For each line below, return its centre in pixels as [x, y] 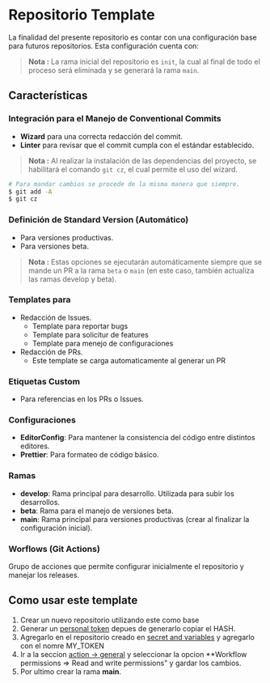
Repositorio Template [82, 15]
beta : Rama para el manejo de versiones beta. [97, 511]
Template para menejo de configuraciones [103, 343]
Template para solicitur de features [91, 334]
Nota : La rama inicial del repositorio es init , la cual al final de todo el [144, 62]
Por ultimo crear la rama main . [70, 671]
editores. [35, 446]
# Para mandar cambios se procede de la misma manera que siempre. [124, 184]
